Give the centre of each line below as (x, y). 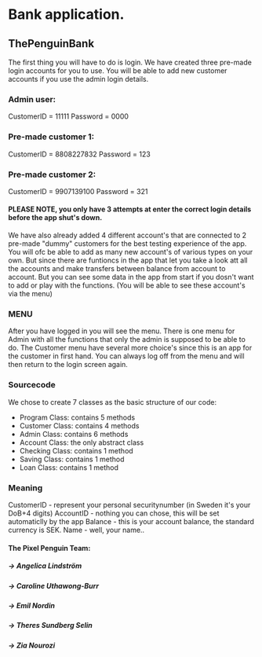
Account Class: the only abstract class (82, 442)
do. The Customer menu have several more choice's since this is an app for (130, 348)
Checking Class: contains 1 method (76, 450)
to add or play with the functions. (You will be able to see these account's (127, 285)
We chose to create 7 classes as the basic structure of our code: (113, 402)
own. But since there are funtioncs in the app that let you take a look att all (128, 260)
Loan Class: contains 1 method (69, 467)
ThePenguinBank (51, 44)
